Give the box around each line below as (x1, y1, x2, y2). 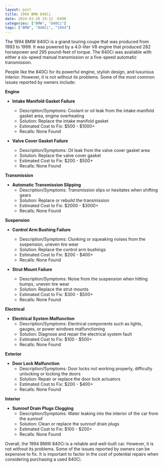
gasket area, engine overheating (19, 113, 84, 119)
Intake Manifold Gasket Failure (12, 98, 75, 104)
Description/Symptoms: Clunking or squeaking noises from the (19, 236, 146, 242)
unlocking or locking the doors (19, 371, 81, 377)
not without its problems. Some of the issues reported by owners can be (5, 446, 150, 452)
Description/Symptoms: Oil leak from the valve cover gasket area (19, 148, 150, 153)
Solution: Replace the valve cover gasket (19, 152, 101, 159)
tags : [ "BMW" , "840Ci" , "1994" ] (5, 25, 71, 30)
